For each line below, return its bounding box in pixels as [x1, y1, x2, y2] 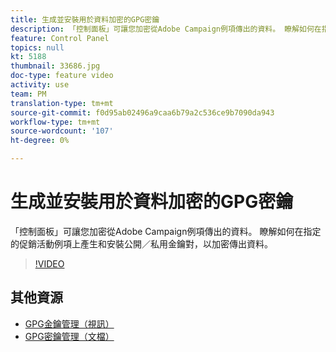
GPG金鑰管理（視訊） [24, 317, 115, 330]
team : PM [10, 89, 47, 99]
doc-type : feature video [10, 71, 114, 81]
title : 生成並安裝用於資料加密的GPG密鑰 [10, 14, 160, 25]
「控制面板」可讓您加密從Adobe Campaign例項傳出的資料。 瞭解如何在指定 [10, 225, 322, 237]
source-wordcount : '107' [10, 126, 114, 136]
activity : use [10, 80, 70, 90]
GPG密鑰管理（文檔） [24, 330, 115, 342]
